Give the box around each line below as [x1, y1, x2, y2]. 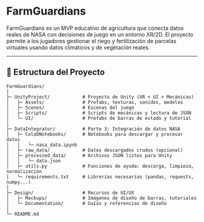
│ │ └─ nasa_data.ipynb [6, 142, 78, 148]
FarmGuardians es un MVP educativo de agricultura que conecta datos [6, 24, 184, 32]
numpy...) [6, 179, 32, 185]
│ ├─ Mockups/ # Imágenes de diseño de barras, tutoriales [6, 195, 197, 201]
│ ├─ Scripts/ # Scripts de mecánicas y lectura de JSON [6, 109, 191, 116]
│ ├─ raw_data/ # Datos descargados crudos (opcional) [6, 147, 183, 153]
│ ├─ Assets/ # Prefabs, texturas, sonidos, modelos [6, 99, 183, 105]
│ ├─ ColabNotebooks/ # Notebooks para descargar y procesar [6, 131, 183, 137]
